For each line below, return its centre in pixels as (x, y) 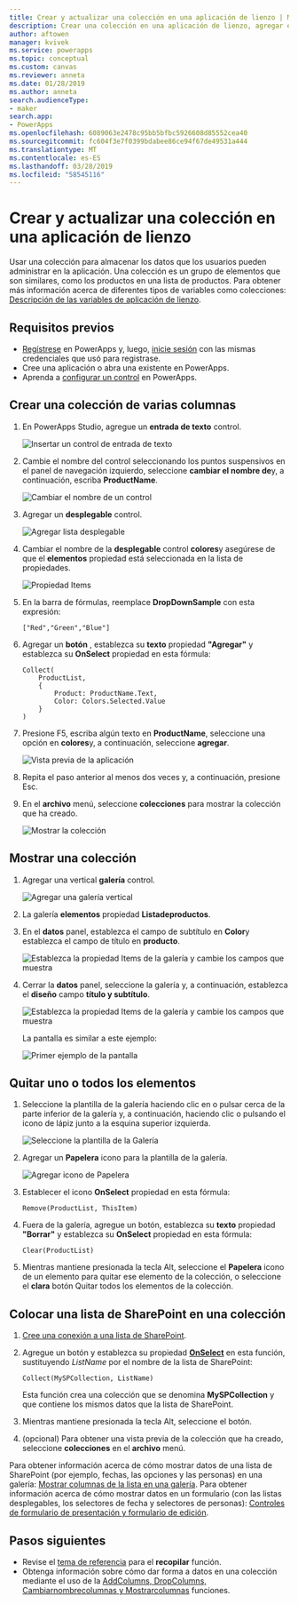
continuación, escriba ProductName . (90, 480)
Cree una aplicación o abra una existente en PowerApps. (125, 368)
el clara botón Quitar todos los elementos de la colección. (127, 1286)
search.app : (31, 116)
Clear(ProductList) (58, 1251)
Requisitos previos (62, 327)
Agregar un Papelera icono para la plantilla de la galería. (125, 1158)
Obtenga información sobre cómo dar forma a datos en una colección (149, 1572)
